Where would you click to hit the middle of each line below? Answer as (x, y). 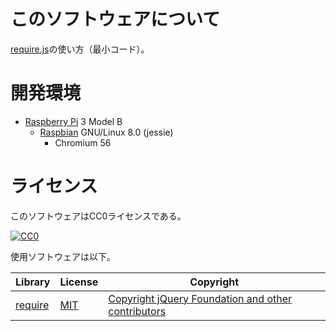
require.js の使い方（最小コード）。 (80, 49)
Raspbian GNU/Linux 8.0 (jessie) (106, 132)
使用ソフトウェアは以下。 (63, 256)
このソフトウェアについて (115, 19)
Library (33, 282)
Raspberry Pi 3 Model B (73, 121)
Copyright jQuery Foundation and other (200, 298)
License (79, 282)
